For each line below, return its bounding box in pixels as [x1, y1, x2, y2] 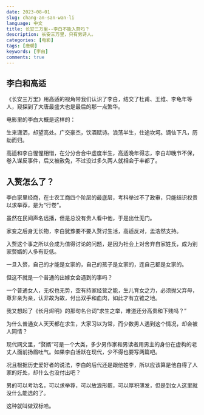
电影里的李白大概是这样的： [6, 116, 76, 124]
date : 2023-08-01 [6, 9, 50, 15]
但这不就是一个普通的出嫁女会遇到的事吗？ [6, 274, 113, 281]
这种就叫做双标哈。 [6, 402, 55, 410]
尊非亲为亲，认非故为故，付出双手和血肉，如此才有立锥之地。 [6, 295, 161, 302]
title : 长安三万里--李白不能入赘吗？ [6, 26, 90, 32]
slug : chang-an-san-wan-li [6, 15, 75, 21]
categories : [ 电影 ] [6, 37, 54, 43]
